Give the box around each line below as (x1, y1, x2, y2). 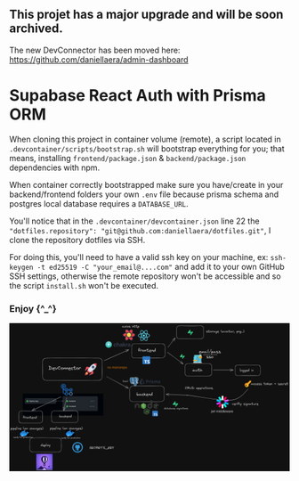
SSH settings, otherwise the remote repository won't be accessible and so (9, 271, 282, 281)
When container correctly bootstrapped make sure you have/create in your (9, 179, 284, 190)
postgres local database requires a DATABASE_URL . (9, 198, 189, 208)
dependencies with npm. (9, 162, 101, 173)
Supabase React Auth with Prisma (9, 86, 266, 105)
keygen (9, 263, 34, 272)
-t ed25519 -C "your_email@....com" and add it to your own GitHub (36, 261, 285, 272)
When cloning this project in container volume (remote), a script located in (9, 134, 282, 144)
